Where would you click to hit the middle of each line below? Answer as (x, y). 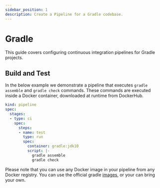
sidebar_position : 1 (27, 10)
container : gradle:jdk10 (53, 146)
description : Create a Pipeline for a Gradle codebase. (64, 14)
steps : (25, 128)
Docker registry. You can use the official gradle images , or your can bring (80, 175)
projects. (14, 58)
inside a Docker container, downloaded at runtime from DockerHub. (75, 96)
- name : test (32, 132)
